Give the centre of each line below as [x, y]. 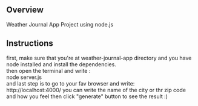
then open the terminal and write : [48, 70]
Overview [25, 10]
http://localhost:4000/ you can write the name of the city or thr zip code [96, 90]
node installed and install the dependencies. [61, 64]
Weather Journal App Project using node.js [60, 24]
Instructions [30, 44]
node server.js [24, 77]
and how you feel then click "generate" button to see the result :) [87, 96]
